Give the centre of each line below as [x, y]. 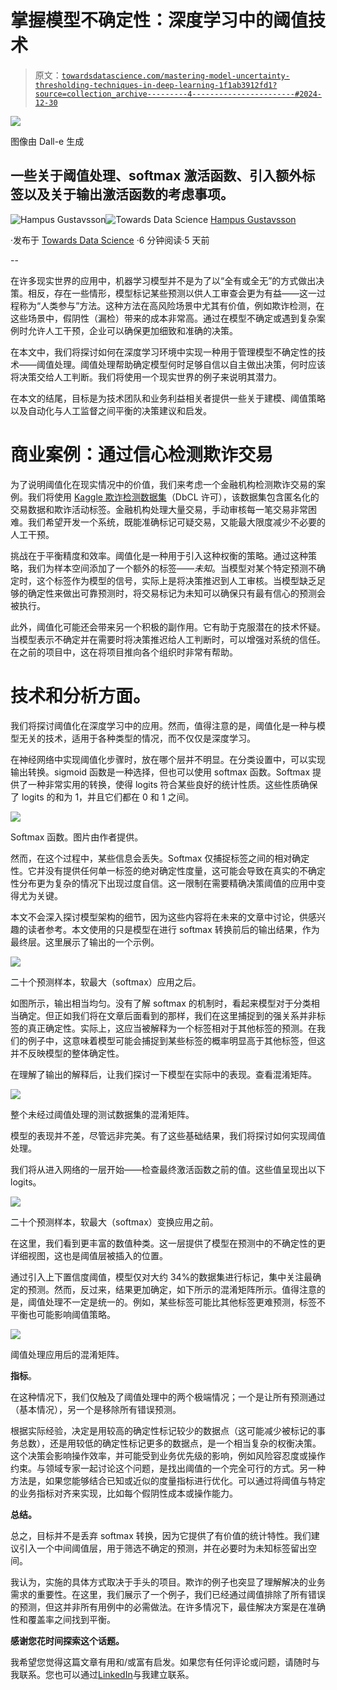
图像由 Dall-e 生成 [47, 141]
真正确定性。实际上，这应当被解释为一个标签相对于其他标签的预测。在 [172, 1028]
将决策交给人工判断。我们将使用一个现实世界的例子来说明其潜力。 [146, 377]
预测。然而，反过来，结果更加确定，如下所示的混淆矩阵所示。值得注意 [172, 1289]
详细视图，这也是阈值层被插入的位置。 [89, 1255]
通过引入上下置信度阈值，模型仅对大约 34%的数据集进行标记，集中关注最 [161, 1277]
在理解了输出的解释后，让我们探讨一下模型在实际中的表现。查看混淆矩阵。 [163, 1074]
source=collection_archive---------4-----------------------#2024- [178, 94]
